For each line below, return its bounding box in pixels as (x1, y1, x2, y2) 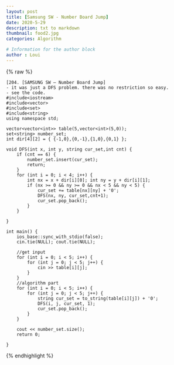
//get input (16, 249, 46, 255)
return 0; (16, 331, 41, 337)
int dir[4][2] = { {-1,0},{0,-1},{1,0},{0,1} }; (6, 136, 127, 142)
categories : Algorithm (6, 36, 62, 42)
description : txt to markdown (6, 25, 80, 31)
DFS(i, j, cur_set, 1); (37, 300, 95, 306)
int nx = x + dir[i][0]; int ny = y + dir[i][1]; (27, 177, 151, 183)
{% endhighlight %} (6, 352, 54, 359)
